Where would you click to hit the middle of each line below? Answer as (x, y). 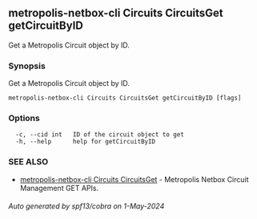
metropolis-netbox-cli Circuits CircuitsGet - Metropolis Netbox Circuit (135, 179)
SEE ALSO (28, 162)
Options (24, 118)
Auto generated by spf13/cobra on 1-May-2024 (86, 206)
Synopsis (27, 66)
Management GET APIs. (59, 188)
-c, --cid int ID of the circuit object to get (100, 135)
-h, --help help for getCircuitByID (86, 142)
